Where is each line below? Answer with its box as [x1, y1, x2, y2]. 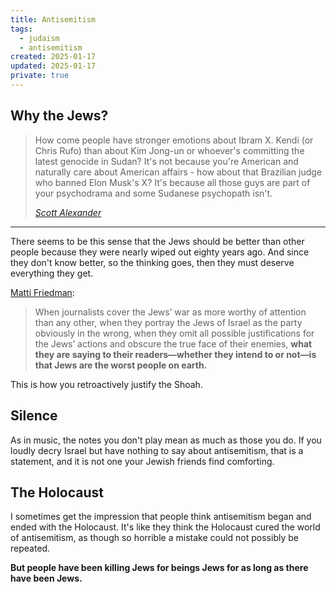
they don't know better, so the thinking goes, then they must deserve [10, 256, 295, 268]
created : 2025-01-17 [10, 52, 97, 62]
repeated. [10, 542, 51, 555]
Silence [10, 407, 58, 425]
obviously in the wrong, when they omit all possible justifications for [34, 327, 315, 339]
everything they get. [10, 267, 94, 279]
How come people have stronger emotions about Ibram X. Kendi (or [34, 134, 314, 146]
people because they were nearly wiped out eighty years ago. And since [10, 246, 310, 258]
